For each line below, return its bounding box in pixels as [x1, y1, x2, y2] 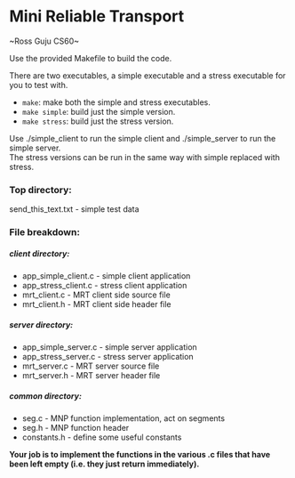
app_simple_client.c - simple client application [21, 271, 191, 281]
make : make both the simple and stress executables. [21, 96, 211, 108]
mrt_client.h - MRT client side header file [21, 299, 171, 310]
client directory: [9, 247, 70, 259]
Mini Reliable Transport [9, 6, 185, 27]
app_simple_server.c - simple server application [21, 342, 197, 352]
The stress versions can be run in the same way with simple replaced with [9, 151, 280, 162]
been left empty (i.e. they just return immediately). [9, 458, 200, 469]
